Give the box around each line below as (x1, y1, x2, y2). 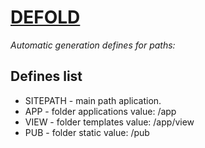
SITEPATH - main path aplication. (24, 94, 162, 106)
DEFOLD (10, 6, 81, 29)
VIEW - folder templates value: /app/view (24, 116, 195, 128)
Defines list (10, 68, 83, 85)
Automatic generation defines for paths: (10, 39, 176, 51)
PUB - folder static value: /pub (24, 126, 150, 138)
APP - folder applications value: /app (24, 105, 177, 117)
